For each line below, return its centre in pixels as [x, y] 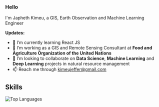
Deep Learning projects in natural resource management [71, 64]
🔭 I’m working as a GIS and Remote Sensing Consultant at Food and [82, 48]
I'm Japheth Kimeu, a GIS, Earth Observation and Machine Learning [75, 18]
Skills [14, 87]
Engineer [14, 23]
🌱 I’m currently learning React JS [46, 42]
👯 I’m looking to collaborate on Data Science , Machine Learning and [83, 58]
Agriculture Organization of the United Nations [62, 53]
